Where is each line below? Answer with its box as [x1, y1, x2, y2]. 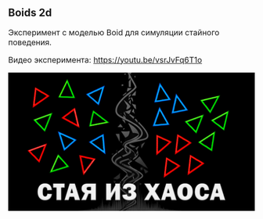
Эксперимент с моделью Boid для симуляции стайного [8, 27, 220, 38]
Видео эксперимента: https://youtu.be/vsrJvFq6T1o [8, 54, 203, 65]
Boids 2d [8, 6, 52, 20]
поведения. [8, 37, 52, 48]
